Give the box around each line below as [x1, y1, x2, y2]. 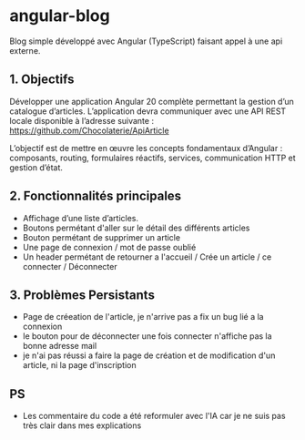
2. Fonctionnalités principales [9, 189, 182, 204]
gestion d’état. [9, 161, 64, 173]
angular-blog [9, 5, 111, 26]
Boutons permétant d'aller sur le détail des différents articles [22, 222, 250, 233]
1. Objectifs [9, 72, 75, 87]
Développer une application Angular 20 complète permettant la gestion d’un [9, 96, 294, 107]
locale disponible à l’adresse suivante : [9, 115, 155, 126]
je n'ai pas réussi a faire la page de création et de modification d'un [22, 350, 276, 361]
